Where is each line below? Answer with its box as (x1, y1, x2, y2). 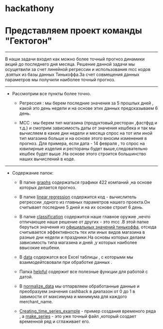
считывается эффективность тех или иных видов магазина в (19, 229, 145, 235)
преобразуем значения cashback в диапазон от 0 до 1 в (19, 289, 135, 294)
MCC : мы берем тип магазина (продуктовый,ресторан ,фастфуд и (19, 120, 158, 126)
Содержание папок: (12, 170, 54, 176)
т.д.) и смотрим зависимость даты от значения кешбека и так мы (19, 125, 156, 131)
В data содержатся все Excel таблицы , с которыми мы (19, 254, 133, 260)
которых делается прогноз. (19, 185, 77, 190)
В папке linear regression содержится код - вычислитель (19, 194, 137, 200)
